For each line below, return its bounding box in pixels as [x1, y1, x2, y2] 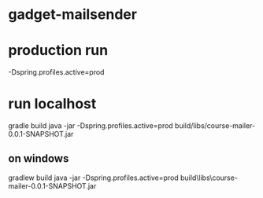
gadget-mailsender [8, 5, 138, 24]
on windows [8, 152, 69, 166]
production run [8, 42, 109, 60]
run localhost [8, 95, 97, 113]
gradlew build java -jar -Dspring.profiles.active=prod [8, 173, 179, 182]
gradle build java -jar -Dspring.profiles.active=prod [8, 121, 173, 130]
